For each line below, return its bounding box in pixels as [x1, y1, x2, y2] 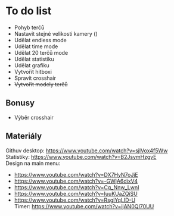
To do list [5, 4, 52, 18]
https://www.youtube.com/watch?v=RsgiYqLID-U [14, 196, 136, 204]
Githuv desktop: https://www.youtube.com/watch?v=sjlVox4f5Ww [5, 147, 168, 154]
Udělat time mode [14, 43, 58, 50]
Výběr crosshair [14, 114, 54, 121]
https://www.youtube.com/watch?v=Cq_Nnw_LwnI [14, 183, 139, 191]
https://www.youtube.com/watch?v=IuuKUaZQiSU [14, 190, 138, 197]
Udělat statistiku [14, 55, 54, 62]
